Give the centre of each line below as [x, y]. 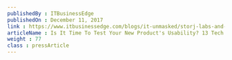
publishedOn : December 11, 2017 [55, 20]
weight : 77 [24, 39]
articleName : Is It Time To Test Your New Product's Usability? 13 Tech [116, 33]
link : [17, 26]
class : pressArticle [38, 46]
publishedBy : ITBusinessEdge [51, 13]
